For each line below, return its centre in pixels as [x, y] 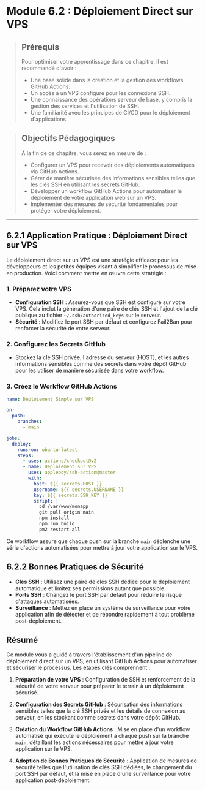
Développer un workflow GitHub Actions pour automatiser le [106, 191]
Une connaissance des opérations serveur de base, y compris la [111, 100]
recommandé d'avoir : [49, 68]
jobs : [13, 438]
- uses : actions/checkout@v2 [59, 461]
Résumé [22, 640]
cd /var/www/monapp [63, 507]
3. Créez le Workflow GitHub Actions [62, 386]
